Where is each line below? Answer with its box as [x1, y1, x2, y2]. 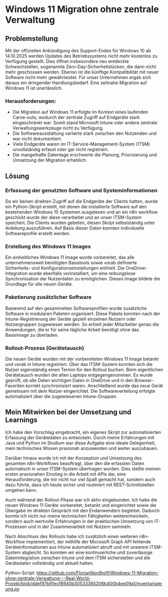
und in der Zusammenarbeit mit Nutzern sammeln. [28, 524, 132, 530]
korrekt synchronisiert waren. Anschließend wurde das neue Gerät [26, 383, 163, 389]
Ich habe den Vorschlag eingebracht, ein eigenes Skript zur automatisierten [5, 429, 161, 435]
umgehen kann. [5, 487, 38, 493]
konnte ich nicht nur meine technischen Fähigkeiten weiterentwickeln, [5, 512, 149, 519]
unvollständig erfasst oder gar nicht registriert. [12, 146, 109, 153]
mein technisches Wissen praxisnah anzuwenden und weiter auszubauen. [5, 445, 158, 451]
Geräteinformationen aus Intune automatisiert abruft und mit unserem [5, 544, 149, 550]
